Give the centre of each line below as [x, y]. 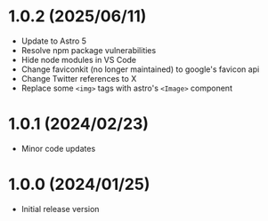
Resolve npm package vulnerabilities [89, 50]
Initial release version [60, 209]
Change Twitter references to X [79, 78]
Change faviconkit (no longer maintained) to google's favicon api [140, 69]
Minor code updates [58, 148]
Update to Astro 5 [53, 41]
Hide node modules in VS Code [79, 59]
